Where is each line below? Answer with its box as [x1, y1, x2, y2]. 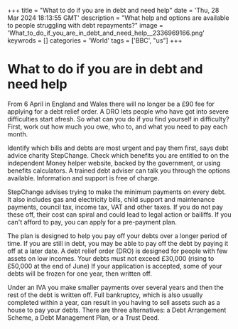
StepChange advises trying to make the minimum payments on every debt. [7, 188, 226, 196]
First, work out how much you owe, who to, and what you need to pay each [7, 122, 228, 131]
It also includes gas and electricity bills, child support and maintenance [7, 195, 215, 203]
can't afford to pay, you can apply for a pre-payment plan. [7, 217, 178, 226]
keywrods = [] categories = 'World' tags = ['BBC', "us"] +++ [7, 36, 183, 45]
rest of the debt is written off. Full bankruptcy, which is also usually [7, 291, 203, 299]
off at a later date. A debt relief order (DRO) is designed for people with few [7, 247, 228, 255]
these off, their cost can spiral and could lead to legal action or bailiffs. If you [7, 210, 232, 219]
